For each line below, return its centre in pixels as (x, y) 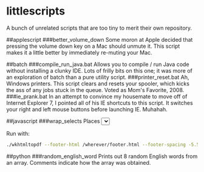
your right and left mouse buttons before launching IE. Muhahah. (87, 109)
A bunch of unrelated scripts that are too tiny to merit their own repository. (99, 28)
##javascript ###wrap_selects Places (53, 121)
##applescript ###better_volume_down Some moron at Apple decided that (100, 39)
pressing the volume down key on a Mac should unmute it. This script (93, 46)
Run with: (18, 133)
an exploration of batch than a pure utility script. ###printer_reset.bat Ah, (98, 77)
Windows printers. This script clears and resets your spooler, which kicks (98, 84)
